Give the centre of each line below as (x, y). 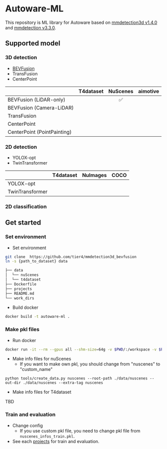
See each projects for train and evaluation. (56, 441)
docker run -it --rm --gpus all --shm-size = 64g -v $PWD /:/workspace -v (81, 349)
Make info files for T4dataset (42, 392)
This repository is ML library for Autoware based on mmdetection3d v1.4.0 (81, 22)
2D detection (21, 147)
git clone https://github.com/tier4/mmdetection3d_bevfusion (71, 257)
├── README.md (20, 293)
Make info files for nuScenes (42, 359)
